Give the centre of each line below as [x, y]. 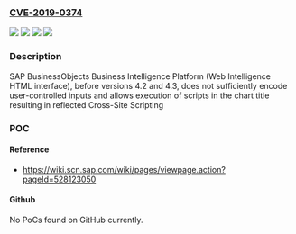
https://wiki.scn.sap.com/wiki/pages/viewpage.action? [124, 169]
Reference [29, 149]
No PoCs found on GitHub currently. [76, 220]
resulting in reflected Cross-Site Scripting [87, 104]
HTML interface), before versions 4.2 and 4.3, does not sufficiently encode [148, 85]
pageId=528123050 [59, 179]
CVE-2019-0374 [46, 13]
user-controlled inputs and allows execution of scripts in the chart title [139, 95]
